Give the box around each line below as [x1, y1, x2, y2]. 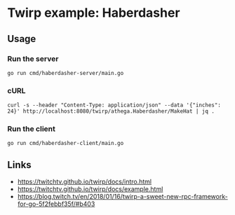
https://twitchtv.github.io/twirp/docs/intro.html [17, 177, 152, 186]
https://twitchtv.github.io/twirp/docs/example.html [17, 185, 163, 193]
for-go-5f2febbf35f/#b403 [17, 200, 95, 208]
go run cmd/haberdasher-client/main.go [7, 140, 124, 147]
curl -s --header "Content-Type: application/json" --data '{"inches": [7, 102, 221, 109]
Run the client [7, 124, 56, 134]
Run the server [7, 54, 59, 64]
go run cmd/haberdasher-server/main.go [7, 69, 124, 76]
